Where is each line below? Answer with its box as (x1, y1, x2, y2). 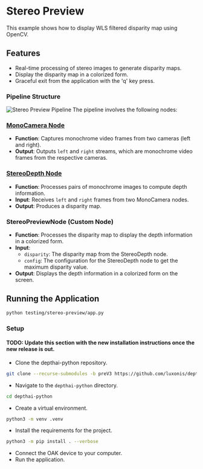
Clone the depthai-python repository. (14, 359, 108, 366)
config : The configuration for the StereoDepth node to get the (24, 257, 178, 264)
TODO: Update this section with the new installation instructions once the (6, 339, 195, 346)
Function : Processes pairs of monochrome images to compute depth (14, 183, 187, 190)
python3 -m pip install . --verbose (6, 439, 98, 445)
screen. (14, 276, 34, 283)
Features (6, 48, 40, 59)
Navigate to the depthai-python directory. (14, 381, 118, 389)
